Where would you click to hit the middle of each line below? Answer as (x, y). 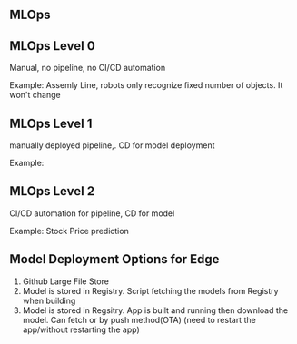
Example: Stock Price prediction (69, 231)
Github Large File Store (65, 281)
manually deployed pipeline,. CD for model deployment (112, 145)
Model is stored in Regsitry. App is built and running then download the (155, 310)
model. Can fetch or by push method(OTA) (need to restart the (139, 319)
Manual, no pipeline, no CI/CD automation (88, 68)
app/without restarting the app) (81, 329)
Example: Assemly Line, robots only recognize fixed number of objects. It (146, 85)
